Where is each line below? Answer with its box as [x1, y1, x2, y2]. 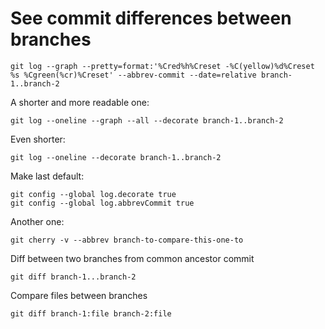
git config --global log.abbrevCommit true [10, 198, 195, 208]
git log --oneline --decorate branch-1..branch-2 [10, 152, 222, 162]
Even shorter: [10, 133, 66, 145]
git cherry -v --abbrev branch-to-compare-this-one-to [10, 235, 244, 245]
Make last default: [10, 170, 85, 182]
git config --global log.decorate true [10, 189, 177, 199]
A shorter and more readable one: [10, 96, 150, 108]
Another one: [10, 215, 65, 227]
